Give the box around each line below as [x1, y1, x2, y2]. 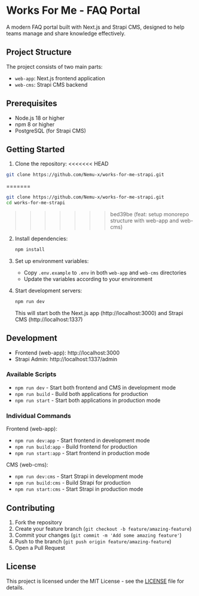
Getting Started [6, 144, 65, 155]
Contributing [6, 503, 55, 513]
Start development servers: [14, 287, 82, 294]
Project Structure [6, 47, 72, 58]
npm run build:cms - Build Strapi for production [14, 479, 131, 486]
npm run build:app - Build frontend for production [14, 443, 137, 450]
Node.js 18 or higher [14, 114, 65, 122]
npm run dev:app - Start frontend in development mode [14, 437, 151, 444]
